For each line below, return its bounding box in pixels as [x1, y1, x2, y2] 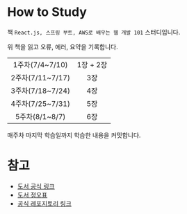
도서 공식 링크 [17, 181, 55, 190]
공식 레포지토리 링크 [17, 199, 72, 208]
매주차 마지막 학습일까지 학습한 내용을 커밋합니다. [7, 131, 141, 139]
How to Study [7, 4, 87, 20]
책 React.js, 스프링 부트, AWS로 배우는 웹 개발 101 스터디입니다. [7, 28, 181, 36]
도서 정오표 [17, 190, 48, 199]
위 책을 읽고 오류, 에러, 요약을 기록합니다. [7, 42, 118, 51]
